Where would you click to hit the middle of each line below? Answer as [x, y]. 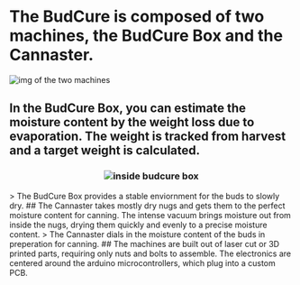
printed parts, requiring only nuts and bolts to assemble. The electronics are [150, 253]
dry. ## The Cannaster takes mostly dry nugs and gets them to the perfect [147, 206]
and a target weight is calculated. [105, 151]
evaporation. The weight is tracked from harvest [148, 137]
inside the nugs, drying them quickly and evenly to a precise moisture [138, 225]
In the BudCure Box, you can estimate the [127, 109]
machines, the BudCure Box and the [146, 36]
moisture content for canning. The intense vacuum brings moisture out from [150, 215]
